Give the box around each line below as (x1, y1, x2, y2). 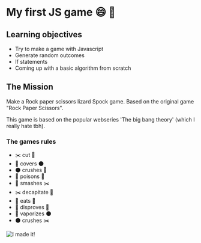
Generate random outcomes (14, 52, 85, 59)
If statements (14, 58, 48, 65)
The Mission (6, 82, 53, 92)
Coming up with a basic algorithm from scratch (14, 64, 131, 72)
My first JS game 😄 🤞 (6, 5, 116, 19)
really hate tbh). (6, 122, 46, 129)
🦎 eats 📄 (14, 197, 36, 205)
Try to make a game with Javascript (14, 45, 104, 52)
